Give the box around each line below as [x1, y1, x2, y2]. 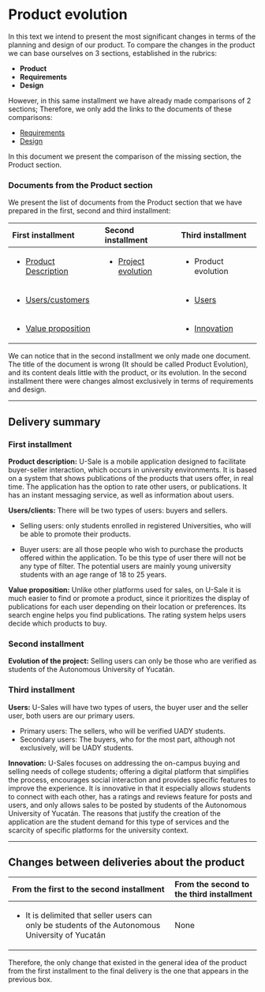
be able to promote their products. [19, 529, 132, 539]
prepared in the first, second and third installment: [8, 206, 171, 216]
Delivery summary [8, 415, 101, 428]
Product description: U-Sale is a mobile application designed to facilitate [8, 457, 246, 466]
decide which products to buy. [8, 618, 107, 628]
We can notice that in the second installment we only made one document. [8, 351, 251, 361]
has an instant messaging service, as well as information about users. [8, 490, 234, 499]
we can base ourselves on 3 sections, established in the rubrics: [8, 48, 217, 58]
